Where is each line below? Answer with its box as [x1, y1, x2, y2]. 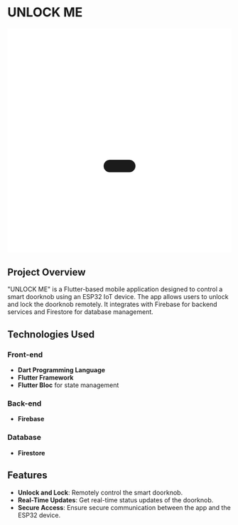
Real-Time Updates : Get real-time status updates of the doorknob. [17, 495, 214, 504]
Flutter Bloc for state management [17, 381, 119, 389]
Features [7, 470, 48, 482]
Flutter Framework [17, 374, 74, 382]
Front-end [7, 350, 43, 359]
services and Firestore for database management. [7, 308, 154, 316]
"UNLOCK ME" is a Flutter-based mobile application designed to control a [7, 285, 223, 293]
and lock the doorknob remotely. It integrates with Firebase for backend [7, 300, 218, 309]
